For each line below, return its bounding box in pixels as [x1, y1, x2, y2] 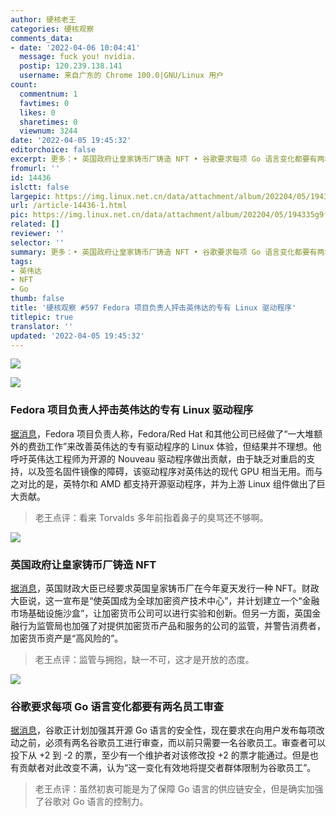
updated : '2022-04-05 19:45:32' [10, 331, 145, 341]
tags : [10, 256, 33, 266]
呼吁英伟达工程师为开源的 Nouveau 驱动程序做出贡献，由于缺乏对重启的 [10, 452, 307, 465]
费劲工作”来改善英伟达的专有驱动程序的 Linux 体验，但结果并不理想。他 [27, 440, 322, 452]
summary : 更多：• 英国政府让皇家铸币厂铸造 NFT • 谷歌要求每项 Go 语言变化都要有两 [10, 247, 325, 257]
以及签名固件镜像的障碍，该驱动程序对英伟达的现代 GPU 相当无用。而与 [27, 465, 323, 477]
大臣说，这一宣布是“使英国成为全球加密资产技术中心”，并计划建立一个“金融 [10, 594, 320, 606]
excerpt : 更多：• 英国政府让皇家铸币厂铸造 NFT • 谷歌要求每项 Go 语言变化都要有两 [10, 154, 325, 164]
